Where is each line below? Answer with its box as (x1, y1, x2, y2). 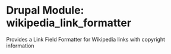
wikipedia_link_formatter (6, 16, 132, 30)
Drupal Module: (6, 4, 84, 17)
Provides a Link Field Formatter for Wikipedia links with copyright (6, 36, 165, 43)
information (6, 42, 34, 49)
